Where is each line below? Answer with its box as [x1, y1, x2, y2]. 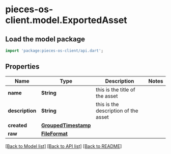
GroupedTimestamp [41, 121, 91, 129]
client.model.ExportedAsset [5, 14, 127, 26]
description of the [96, 107, 138, 114]
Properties [5, 62, 40, 71]
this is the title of [96, 86, 136, 93]
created [8, 121, 27, 129]
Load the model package [5, 35, 85, 43]
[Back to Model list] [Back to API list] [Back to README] [5, 143, 122, 149]
